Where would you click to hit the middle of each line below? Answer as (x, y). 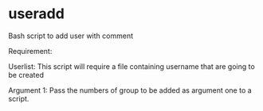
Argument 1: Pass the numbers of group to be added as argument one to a (130, 90)
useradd (37, 14)
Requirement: (30, 51)
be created (26, 75)
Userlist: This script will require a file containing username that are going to (131, 66)
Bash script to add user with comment (71, 36)
